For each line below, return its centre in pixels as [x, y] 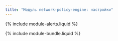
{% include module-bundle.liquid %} [43, 33]
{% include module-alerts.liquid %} [42, 24]
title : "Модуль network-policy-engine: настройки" [59, 10]
